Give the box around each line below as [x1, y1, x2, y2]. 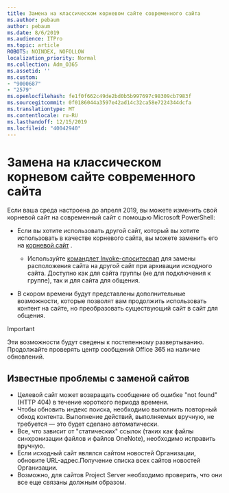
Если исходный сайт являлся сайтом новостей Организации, [16, 449, 197, 457]
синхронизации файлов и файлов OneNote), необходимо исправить [16, 435, 216, 443]
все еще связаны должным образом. [16, 478, 127, 487]
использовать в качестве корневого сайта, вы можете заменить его [16, 234, 218, 242]
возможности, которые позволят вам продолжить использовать [16, 297, 207, 305]
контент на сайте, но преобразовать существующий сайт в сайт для [16, 304, 218, 313]
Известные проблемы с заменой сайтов [7, 372, 190, 384]
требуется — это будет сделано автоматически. [16, 420, 159, 429]
